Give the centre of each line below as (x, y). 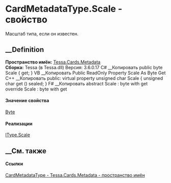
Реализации (19, 124)
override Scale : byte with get (36, 89)
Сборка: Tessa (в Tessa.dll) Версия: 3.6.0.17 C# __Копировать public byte (84, 67)
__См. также (26, 151)
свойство (26, 20)
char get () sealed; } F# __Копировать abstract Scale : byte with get (77, 83)
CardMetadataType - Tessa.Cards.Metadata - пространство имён (75, 175)
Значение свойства (27, 101)
